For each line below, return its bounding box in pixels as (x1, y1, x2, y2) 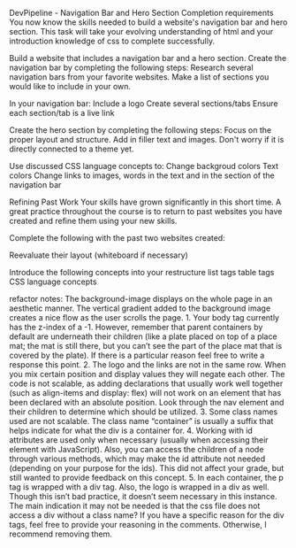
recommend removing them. (9, 529, 113, 539)
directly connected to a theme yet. (9, 143, 134, 154)
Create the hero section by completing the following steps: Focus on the (9, 125, 272, 135)
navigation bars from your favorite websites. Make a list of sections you (9, 72, 269, 82)
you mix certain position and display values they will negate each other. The (9, 369, 285, 379)
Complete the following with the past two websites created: (9, 233, 225, 243)
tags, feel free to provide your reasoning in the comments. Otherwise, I (9, 520, 267, 529)
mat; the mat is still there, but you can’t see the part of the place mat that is (9, 341, 283, 351)
